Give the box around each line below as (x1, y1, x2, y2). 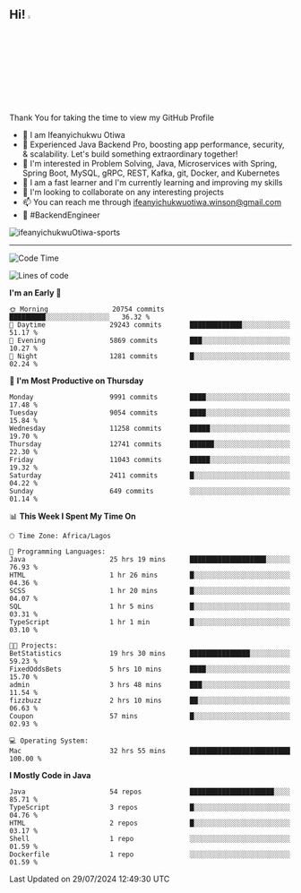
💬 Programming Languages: (9, 546, 106, 556)
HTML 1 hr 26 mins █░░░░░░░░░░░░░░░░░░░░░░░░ (9, 571, 291, 580)
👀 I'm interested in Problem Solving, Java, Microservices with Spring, (21, 158, 278, 168)
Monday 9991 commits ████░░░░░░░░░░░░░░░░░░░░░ (9, 392, 291, 401)
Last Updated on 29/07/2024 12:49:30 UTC (9, 873, 170, 884)
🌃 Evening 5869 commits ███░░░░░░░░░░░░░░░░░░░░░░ (9, 336, 291, 345)
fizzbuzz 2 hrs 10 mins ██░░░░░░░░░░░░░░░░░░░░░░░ (9, 696, 291, 705)
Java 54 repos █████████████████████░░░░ (9, 787, 291, 796)
